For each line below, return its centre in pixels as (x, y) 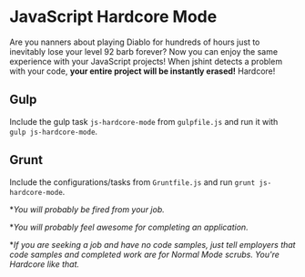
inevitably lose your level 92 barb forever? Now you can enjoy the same (144, 51)
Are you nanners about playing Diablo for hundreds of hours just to (135, 42)
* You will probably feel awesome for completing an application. (129, 227)
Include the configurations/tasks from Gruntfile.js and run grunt (132, 182)
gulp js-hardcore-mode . (54, 131)
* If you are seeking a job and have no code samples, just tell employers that (152, 244)
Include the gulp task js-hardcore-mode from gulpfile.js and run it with (144, 121)
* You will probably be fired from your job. (87, 209)
